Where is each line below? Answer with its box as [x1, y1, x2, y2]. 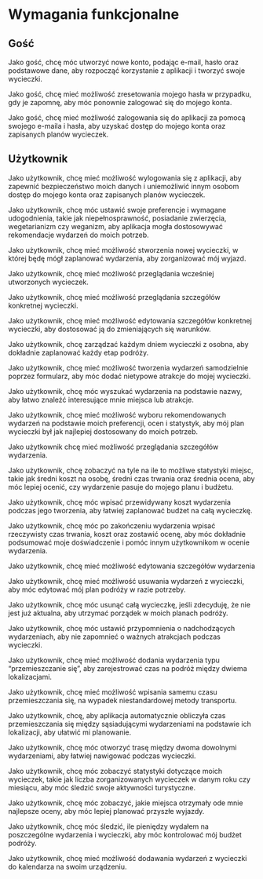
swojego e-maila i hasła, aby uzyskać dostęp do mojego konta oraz [8, 122, 226, 130]
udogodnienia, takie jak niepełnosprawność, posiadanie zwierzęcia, [8, 213, 227, 223]
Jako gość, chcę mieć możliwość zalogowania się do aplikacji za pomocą [8, 113, 246, 122]
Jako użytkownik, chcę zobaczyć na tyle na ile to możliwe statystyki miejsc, [8, 465, 254, 475]
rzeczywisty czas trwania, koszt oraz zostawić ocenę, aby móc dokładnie [8, 529, 246, 538]
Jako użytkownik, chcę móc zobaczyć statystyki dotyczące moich [8, 766, 223, 775]
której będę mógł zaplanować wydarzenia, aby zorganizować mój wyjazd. [8, 253, 247, 263]
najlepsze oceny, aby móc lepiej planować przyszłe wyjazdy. [8, 806, 205, 815]
